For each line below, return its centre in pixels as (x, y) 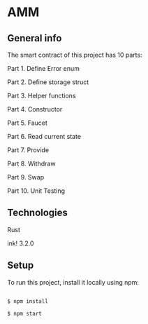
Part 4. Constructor (35, 109)
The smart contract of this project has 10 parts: (75, 55)
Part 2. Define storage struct (48, 82)
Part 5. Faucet (27, 123)
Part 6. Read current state (44, 136)
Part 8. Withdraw (31, 163)
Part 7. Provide (28, 150)
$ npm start (24, 313)
